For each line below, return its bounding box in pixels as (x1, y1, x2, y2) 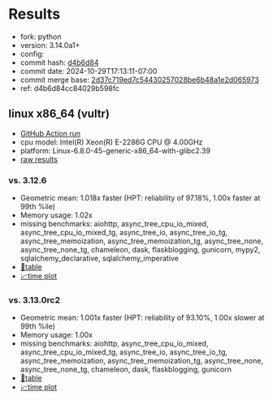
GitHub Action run (19, 128, 81, 138)
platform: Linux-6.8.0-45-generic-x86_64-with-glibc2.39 (19, 145, 211, 155)
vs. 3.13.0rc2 (8, 294, 61, 305)
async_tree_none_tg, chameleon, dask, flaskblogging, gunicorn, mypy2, (19, 245, 261, 255)
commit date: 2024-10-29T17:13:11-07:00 (19, 66, 158, 75)
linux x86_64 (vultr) (8, 107, 110, 121)
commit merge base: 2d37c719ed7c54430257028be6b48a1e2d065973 (19, 75, 260, 84)
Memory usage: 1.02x (19, 210, 93, 220)
